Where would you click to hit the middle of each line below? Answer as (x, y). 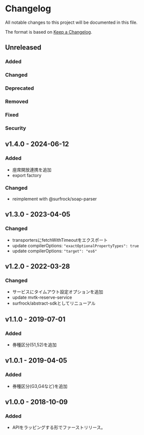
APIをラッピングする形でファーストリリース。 (59, 428)
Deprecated (20, 88)
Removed (17, 102)
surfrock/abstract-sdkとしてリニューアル (54, 303)
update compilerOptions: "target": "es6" (54, 251)
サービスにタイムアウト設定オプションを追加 (58, 292)
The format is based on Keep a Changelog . (49, 32)
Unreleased (23, 48)
